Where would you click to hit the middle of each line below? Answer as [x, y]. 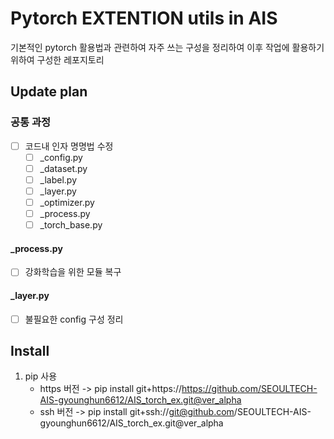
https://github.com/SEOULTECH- [249, 389]
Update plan [49, 92]
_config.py [61, 157]
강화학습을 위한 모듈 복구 [73, 272]
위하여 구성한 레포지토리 [57, 59]
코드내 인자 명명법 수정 [69, 146]
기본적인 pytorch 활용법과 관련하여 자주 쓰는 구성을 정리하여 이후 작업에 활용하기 [167, 47]
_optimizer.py [67, 202]
